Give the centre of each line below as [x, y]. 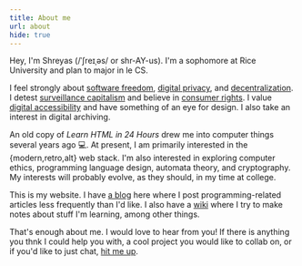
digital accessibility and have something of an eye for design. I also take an [150, 107]
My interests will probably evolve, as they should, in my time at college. [143, 178]
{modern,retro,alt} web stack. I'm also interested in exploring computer [142, 158]
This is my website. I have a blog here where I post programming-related [146, 195]
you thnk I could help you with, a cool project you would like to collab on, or [151, 241]
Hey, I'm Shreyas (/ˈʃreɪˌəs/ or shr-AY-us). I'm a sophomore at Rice [133, 61]
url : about [30, 26]
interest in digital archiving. [60, 117]
